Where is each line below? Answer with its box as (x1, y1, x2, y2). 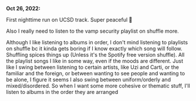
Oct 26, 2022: (6, 5, 41, 12)
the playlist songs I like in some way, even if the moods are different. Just (6, 58, 184, 64)
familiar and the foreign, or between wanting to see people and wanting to (6, 70, 185, 76)
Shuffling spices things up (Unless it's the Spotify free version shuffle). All (6, 51, 185, 58)
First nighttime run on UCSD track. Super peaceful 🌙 (6, 16, 133, 23)
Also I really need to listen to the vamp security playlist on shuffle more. (6, 27, 179, 34)
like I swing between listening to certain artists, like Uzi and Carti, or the (6, 64, 180, 71)
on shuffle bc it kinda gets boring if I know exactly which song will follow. (6, 45, 183, 52)
